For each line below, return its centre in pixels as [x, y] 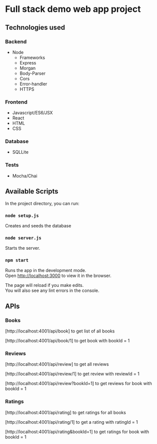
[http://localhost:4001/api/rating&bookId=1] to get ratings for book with [77, 432]
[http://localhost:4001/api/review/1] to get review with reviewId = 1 [72, 374]
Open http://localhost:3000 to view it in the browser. [58, 276]
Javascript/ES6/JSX [33, 113]
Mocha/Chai [25, 176]
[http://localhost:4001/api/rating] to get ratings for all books [66, 412]
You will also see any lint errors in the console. [52, 290]
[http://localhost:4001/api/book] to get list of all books [60, 331]
